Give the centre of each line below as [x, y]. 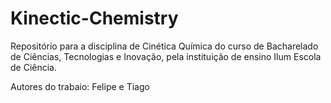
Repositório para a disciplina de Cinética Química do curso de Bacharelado [164, 46]
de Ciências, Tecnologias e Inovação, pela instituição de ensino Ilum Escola [166, 56]
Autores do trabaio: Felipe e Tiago [80, 86]
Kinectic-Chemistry [94, 18]
